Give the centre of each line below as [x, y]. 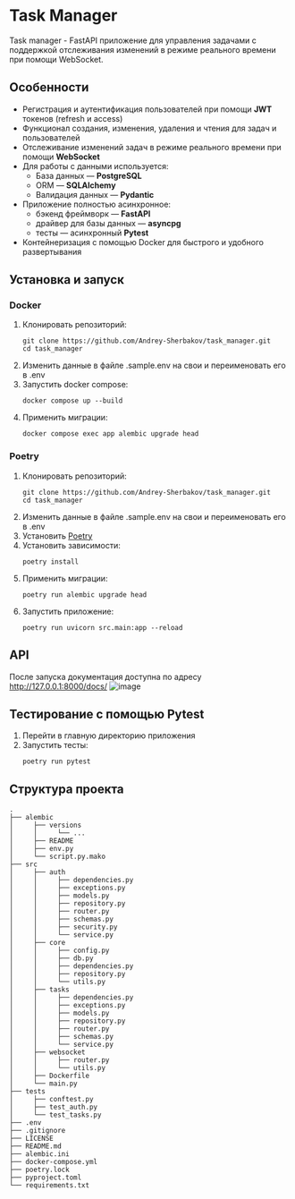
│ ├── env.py [42, 849]
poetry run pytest [56, 761]
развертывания [52, 251]
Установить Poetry [57, 536]
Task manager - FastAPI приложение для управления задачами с [133, 40]
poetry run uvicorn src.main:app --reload [102, 627]
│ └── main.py [43, 1084]
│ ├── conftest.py [51, 1100]
